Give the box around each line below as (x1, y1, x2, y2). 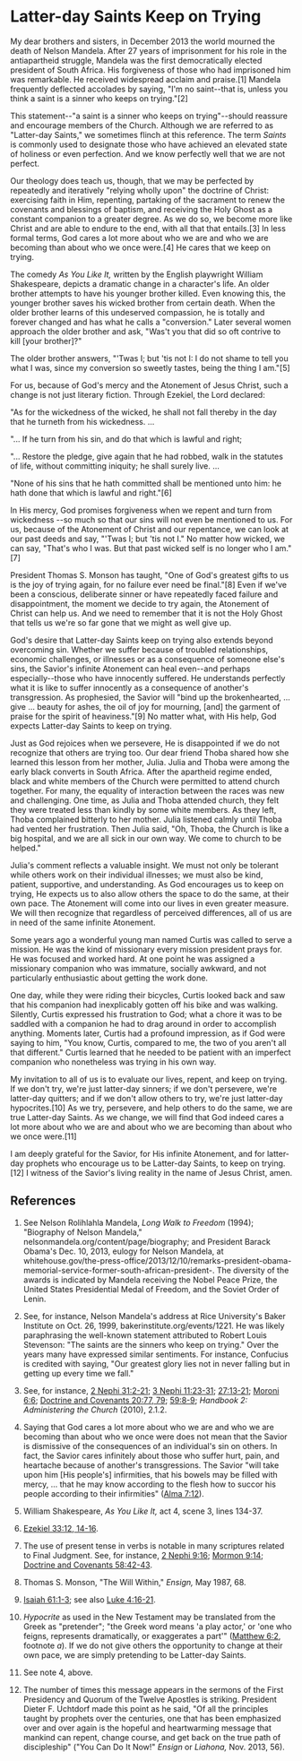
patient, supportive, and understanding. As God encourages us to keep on (10, 878, 284, 889)
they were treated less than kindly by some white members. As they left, (10, 804, 277, 815)
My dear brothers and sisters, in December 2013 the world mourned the (10, 36, 276, 47)
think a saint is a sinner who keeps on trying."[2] (10, 92, 189, 104)
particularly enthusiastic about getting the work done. (10, 972, 209, 983)
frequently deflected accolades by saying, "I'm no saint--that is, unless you (10, 83, 289, 94)
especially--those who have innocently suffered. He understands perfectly (10, 672, 286, 683)
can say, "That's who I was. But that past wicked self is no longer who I (10, 542, 273, 553)
